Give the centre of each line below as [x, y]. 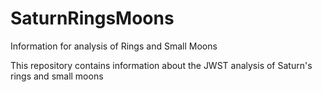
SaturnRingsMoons [92, 18]
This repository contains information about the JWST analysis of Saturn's [161, 65]
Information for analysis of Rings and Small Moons [114, 46]
